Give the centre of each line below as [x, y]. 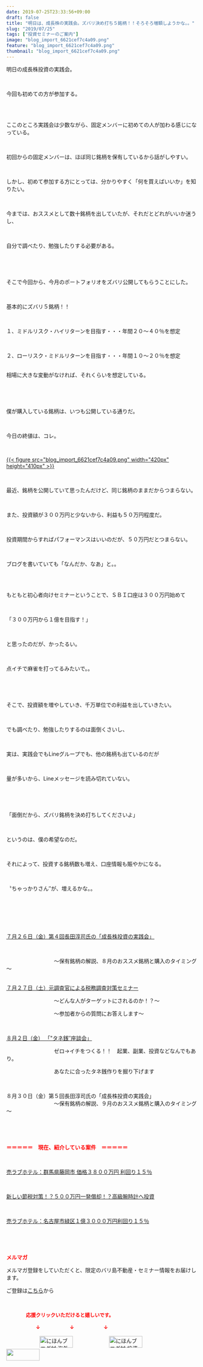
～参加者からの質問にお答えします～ [98, 1013]
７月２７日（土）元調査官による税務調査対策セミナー [72, 988]
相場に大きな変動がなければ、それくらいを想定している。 [78, 375]
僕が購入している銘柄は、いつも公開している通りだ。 [72, 411]
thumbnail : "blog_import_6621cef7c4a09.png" [63, 51]
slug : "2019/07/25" [31, 29]
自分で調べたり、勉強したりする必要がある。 [62, 245]
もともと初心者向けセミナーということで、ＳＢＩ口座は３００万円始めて [96, 595]
